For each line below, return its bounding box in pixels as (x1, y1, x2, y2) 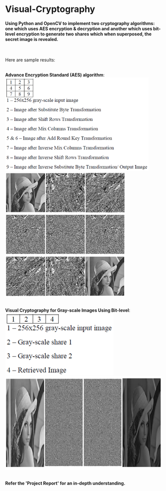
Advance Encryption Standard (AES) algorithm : (5, 72, 105, 78)
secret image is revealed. (5, 36, 59, 42)
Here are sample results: (5, 57, 56, 63)
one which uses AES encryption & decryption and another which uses (5, 25, 153, 31)
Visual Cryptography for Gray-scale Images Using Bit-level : (5, 307, 131, 313)
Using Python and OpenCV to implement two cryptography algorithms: (5, 20, 155, 26)
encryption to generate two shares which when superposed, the (16, 31, 152, 37)
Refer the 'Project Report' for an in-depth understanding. (5, 481, 126, 487)
